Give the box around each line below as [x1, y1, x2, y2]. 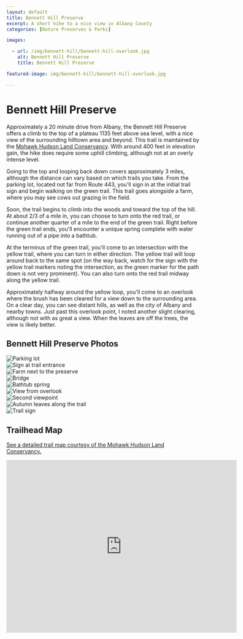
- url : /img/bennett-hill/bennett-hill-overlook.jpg [12, 49, 150, 55]
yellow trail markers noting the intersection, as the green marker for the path [6, 263, 199, 270]
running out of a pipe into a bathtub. [6, 232, 98, 239]
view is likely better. [6, 321, 56, 328]
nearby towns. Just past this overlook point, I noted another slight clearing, [6, 308, 196, 315]
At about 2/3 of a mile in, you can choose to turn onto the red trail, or [6, 212, 180, 219]
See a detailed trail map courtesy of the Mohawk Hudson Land [6, 441, 164, 449]
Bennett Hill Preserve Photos [6, 339, 118, 349]
